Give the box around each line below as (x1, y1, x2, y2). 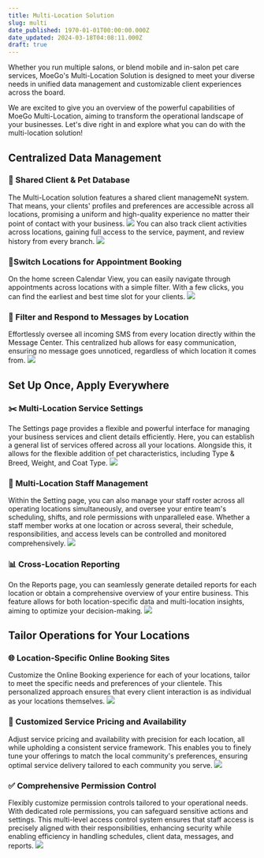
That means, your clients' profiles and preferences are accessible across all (8, 200, 255, 210)
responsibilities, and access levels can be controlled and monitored (8, 530, 227, 539)
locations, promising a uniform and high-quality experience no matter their (8, 209, 250, 219)
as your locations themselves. (8, 696, 105, 706)
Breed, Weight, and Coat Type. (8, 459, 108, 468)
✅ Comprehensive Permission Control (8, 780, 157, 791)
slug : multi (8, 19, 47, 27)
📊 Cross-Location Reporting (8, 559, 121, 570)
